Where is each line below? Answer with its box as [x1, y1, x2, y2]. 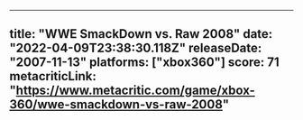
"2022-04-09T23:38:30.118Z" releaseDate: [9, 41, 262, 56]
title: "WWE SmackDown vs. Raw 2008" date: [9, 26, 273, 42]
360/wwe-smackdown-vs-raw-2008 [9, 97, 224, 113]
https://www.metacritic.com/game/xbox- [15, 83, 255, 98]
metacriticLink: [9, 69, 96, 84]
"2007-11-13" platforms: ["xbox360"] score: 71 [9, 55, 280, 70]
